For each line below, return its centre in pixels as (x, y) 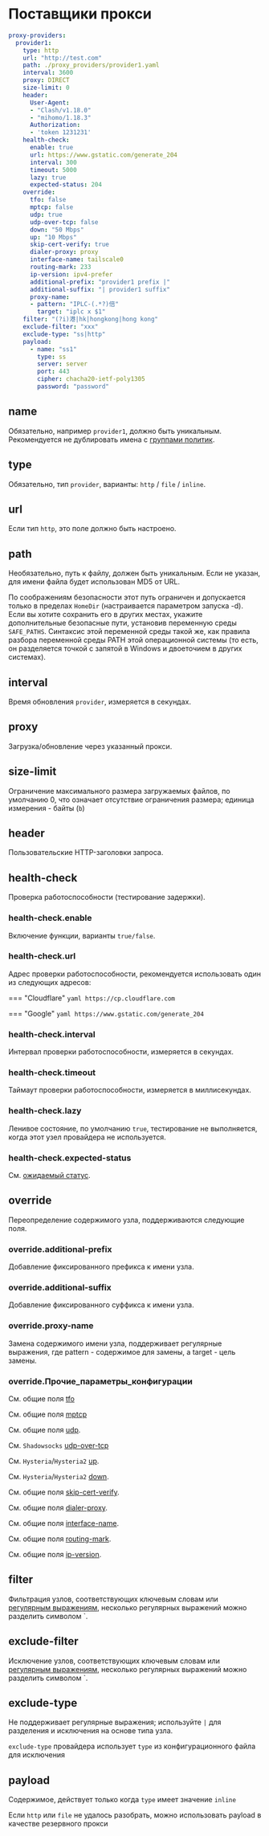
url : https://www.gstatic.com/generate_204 (104, 155)
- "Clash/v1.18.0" (60, 110)
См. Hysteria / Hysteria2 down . (59, 1477)
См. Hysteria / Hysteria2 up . (54, 1461)
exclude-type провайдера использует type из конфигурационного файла (132, 1746)
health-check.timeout (52, 1073)
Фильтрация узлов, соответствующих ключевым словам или (113, 1599)
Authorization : (55, 125)
